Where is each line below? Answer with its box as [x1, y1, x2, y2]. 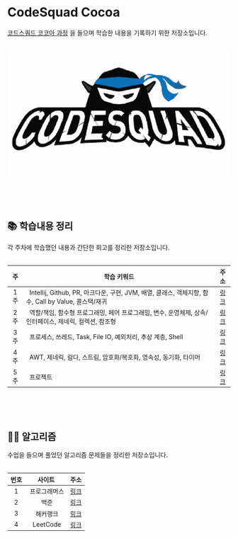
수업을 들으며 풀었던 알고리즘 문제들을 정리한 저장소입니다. [7, 451, 169, 459]
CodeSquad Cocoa [7, 4, 120, 21]
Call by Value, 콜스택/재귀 [35, 297, 108, 305]
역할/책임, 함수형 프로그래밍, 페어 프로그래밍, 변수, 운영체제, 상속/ [29, 309, 208, 317]
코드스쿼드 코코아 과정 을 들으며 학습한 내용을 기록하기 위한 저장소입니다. [7, 28, 208, 37]
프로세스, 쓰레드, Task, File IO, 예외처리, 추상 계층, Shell [29, 333, 183, 341]
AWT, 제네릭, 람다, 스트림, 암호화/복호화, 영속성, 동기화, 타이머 [29, 353, 200, 361]
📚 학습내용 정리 [7, 220, 73, 232]
